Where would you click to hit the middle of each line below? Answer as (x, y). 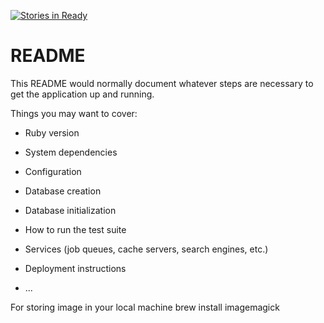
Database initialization (70, 210)
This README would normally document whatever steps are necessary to (162, 83)
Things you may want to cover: (74, 113)
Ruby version (52, 132)
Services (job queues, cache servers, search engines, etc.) (146, 249)
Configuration (53, 171)
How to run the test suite (75, 229)
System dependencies (71, 152)
